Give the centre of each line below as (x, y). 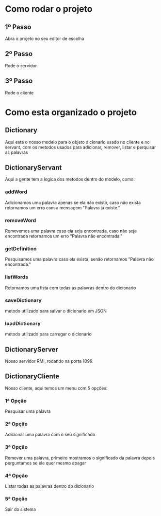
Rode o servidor (21, 65)
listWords (16, 277)
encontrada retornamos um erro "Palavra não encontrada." (64, 236)
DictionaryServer (32, 349)
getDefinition (21, 248)
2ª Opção (16, 424)
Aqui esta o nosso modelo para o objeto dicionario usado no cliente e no (77, 142)
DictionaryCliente (32, 377)
